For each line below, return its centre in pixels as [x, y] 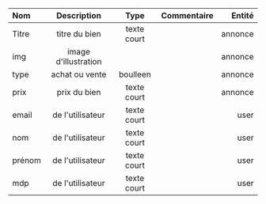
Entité [242, 15]
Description [79, 15]
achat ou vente [79, 74]
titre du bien [79, 34]
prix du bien [79, 92]
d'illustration [79, 61]
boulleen [135, 74]
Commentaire [187, 15]
